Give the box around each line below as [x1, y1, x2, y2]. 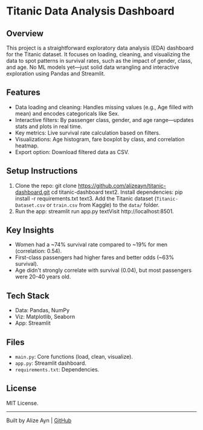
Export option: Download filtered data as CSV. [14, 148, 129, 155]
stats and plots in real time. [14, 123, 83, 130]
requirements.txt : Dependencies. [14, 366, 100, 373]
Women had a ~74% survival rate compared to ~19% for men [14, 241, 168, 248]
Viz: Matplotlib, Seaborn [14, 313, 76, 321]
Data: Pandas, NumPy [14, 307, 70, 314]
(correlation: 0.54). [14, 248, 62, 255]
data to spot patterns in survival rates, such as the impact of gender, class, [6, 57, 192, 64]
